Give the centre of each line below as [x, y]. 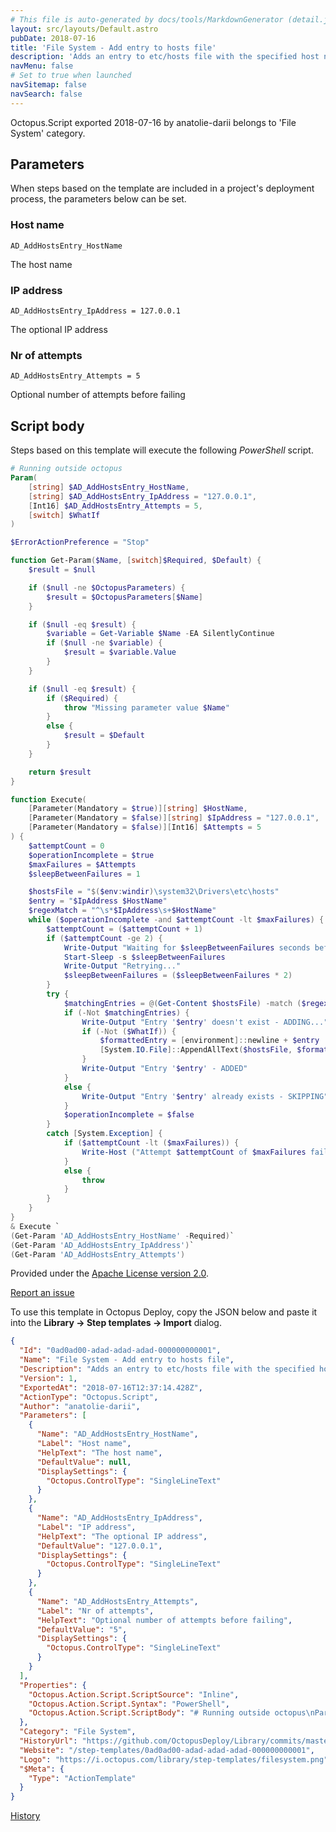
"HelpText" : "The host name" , [99, 1452]
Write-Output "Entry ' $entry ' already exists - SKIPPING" [205, 1096]
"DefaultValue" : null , [84, 1462]
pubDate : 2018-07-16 [53, 38]
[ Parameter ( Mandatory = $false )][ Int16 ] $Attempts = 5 [145, 827]
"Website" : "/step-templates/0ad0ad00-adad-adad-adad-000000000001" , [167, 1750]
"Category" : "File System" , [78, 1732]
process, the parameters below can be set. [98, 199]
